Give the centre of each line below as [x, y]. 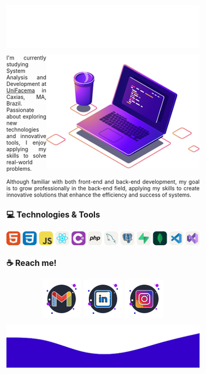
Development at [26, 84]
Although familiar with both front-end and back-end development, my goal [103, 181]
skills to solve [26, 155]
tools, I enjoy [26, 142]
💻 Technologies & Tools [53, 215]
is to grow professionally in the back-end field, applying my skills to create [103, 188]
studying [17, 64]
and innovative [26, 136]
